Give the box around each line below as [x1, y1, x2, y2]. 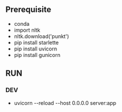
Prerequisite [5, 5, 52, 15]
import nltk [13, 26, 40, 33]
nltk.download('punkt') [13, 32, 69, 40]
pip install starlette [13, 39, 59, 46]
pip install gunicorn [13, 51, 61, 58]
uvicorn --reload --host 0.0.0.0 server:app [13, 99, 117, 106]
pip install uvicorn [13, 45, 57, 52]
